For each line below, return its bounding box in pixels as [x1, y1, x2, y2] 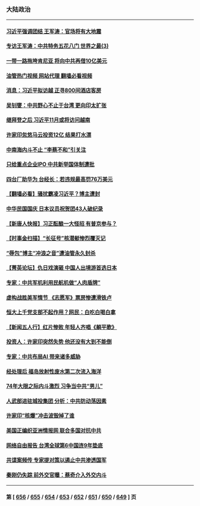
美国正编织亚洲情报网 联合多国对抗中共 [6, 427, 102, 434]
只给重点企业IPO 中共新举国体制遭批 [6, 161, 95, 168]
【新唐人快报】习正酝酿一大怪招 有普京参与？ [6, 220, 117, 227]
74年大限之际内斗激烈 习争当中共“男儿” [6, 382, 103, 390]
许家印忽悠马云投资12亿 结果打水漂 [6, 131, 92, 139]
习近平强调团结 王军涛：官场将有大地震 [6, 27, 102, 35]
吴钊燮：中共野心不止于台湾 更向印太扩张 [6, 102, 107, 109]
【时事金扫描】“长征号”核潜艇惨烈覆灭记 [6, 235, 106, 242]
